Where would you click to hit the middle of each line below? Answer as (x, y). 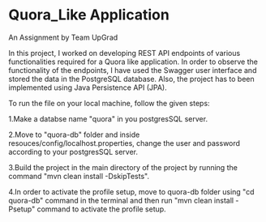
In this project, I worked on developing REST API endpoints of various (124, 53)
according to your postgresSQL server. (73, 152)
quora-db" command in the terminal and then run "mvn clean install (121, 200)
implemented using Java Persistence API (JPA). (88, 88)
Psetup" (22, 209)
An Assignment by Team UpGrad (63, 37)
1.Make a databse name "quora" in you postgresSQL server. (108, 118)
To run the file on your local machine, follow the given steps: (109, 103)
